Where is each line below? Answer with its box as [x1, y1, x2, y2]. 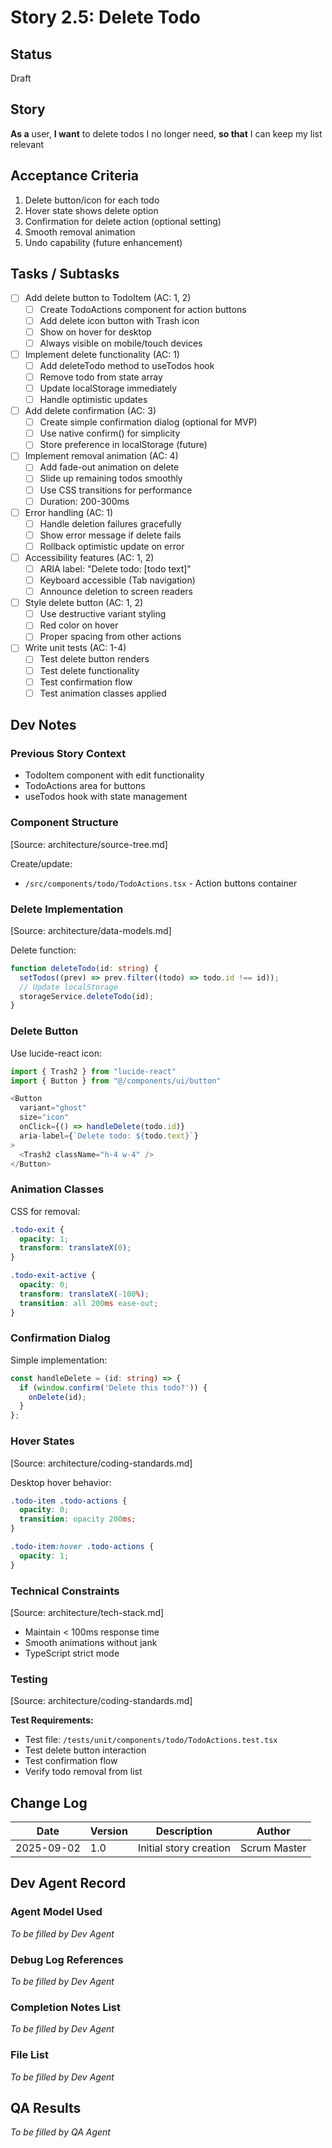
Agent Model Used [10, 1905, 103, 1919]
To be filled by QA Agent [10, 2126, 111, 2138]
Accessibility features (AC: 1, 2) [24, 551, 155, 563]
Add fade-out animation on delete [39, 461, 180, 473]
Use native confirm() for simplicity [39, 427, 181, 440]
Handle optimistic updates [39, 394, 148, 405]
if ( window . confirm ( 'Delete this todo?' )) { [19, 1382, 208, 1393]
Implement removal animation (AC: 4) [24, 450, 179, 462]
